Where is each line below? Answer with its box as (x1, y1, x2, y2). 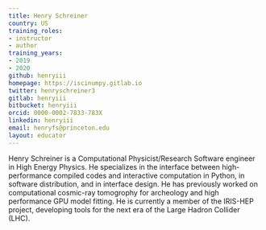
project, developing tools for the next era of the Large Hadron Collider (8, 204, 240, 214)
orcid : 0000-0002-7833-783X (8, 109, 103, 117)
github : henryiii (8, 72, 67, 80)
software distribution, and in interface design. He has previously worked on (8, 179, 259, 189)
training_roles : (8, 27, 63, 35)
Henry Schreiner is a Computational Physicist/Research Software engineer (8, 154, 256, 163)
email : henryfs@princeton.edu (8, 124, 110, 132)
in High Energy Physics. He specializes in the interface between (8, 162, 220, 171)
